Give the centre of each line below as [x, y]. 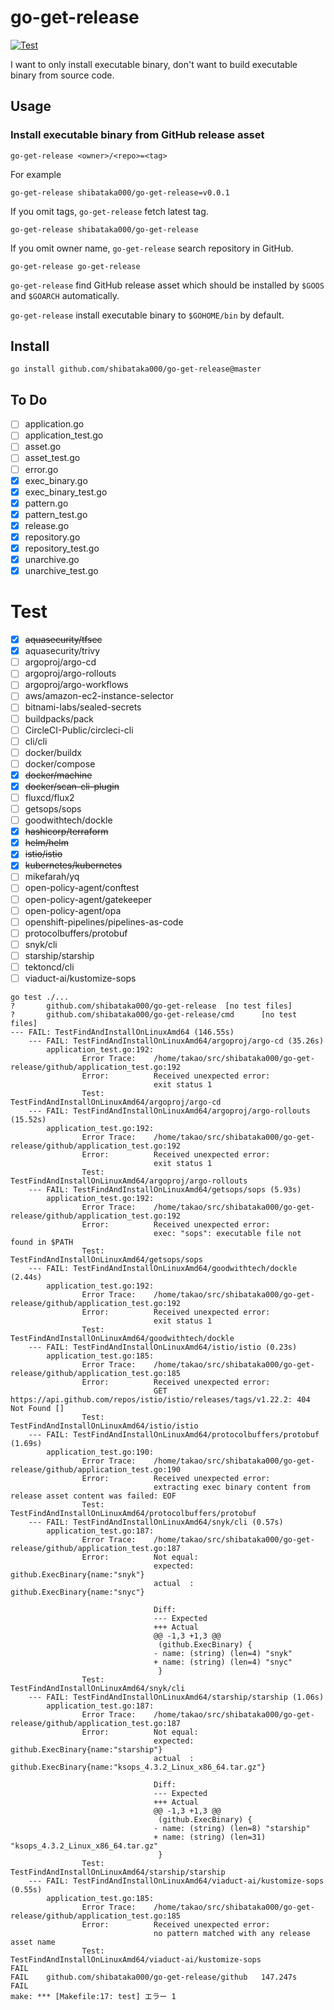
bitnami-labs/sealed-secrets [83, 707]
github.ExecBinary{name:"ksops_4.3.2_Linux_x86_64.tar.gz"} [138, 1767]
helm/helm [47, 843]
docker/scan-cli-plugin [72, 786]
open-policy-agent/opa [73, 910]
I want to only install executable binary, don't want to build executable [154, 64]
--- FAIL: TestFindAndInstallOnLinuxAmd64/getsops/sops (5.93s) [165, 1190]
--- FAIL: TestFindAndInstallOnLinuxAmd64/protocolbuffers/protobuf [174, 1435]
